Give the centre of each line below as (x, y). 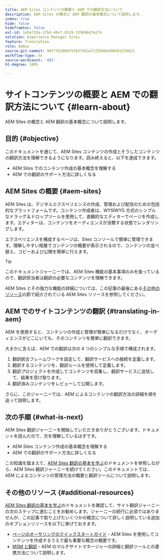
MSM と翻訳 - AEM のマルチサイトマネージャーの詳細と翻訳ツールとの (83, 547)
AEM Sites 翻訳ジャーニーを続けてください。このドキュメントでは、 (82, 469)
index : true (17, 19)
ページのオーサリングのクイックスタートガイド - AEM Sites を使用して (83, 534)
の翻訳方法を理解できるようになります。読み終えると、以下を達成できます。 (82, 158)
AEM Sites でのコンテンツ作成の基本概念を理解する (64, 168)
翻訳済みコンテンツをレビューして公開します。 (59, 383)
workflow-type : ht (24, 55)
